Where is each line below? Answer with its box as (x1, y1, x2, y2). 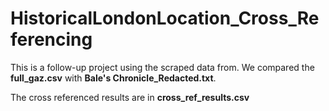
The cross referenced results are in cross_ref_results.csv (10, 91, 250, 103)
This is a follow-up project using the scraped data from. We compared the (10, 61, 315, 73)
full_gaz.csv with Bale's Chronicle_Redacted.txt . (10, 72, 217, 84)
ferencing (10, 28, 93, 51)
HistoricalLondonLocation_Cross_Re (10, 7, 320, 30)
